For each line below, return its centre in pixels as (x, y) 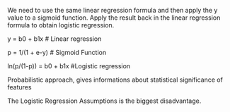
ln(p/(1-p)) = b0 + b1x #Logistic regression (69, 66)
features (19, 87)
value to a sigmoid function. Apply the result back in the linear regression (114, 18)
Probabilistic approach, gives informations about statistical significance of (115, 80)
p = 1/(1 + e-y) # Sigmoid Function (57, 52)
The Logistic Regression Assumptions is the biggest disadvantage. (104, 101)
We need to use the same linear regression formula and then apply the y (113, 10)
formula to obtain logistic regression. (61, 25)
